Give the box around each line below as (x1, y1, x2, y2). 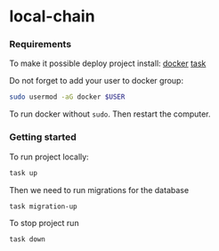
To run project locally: (9, 151, 89, 162)
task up (9, 168, 38, 177)
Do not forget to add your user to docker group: (9, 76, 184, 86)
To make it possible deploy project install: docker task (9, 58, 207, 69)
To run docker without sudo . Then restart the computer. (9, 109, 211, 119)
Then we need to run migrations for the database (9, 184, 190, 195)
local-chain (9, 6, 95, 27)
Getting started (9, 131, 77, 143)
